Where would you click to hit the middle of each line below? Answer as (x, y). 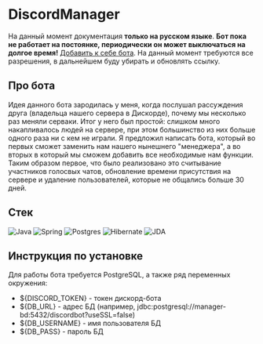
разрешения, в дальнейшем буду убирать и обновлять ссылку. (114, 61)
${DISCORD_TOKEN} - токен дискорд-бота (90, 299)
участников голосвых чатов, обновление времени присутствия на (120, 171)
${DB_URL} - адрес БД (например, (77, 306)
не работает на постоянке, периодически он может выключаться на (127, 44)
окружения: (28, 283)
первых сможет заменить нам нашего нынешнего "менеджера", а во (124, 146)
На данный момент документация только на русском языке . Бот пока (128, 36)
